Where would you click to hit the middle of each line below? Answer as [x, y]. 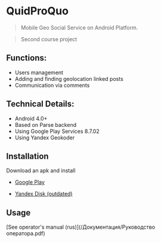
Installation [27, 156]
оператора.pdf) [26, 233]
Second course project [49, 39]
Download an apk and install [41, 171]
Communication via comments [52, 85]
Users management [39, 72]
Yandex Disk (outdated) [44, 194]
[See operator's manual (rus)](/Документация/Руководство [81, 227]
